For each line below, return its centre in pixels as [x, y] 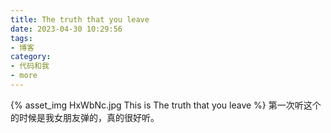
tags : [21, 38]
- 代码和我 [30, 66]
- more [24, 76]
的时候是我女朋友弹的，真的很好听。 [85, 117]
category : [31, 57]
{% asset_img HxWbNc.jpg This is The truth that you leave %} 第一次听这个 [166, 105]
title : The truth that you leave [80, 19]
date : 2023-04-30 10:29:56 [66, 29]
